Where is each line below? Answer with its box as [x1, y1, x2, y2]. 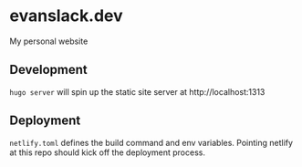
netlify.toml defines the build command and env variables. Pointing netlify [9, 137, 294, 148]
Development [9, 62, 89, 78]
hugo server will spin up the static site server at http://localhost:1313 [9, 86, 266, 97]
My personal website [9, 36, 89, 47]
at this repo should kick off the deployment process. [9, 147, 205, 158]
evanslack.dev [9, 5, 123, 26]
